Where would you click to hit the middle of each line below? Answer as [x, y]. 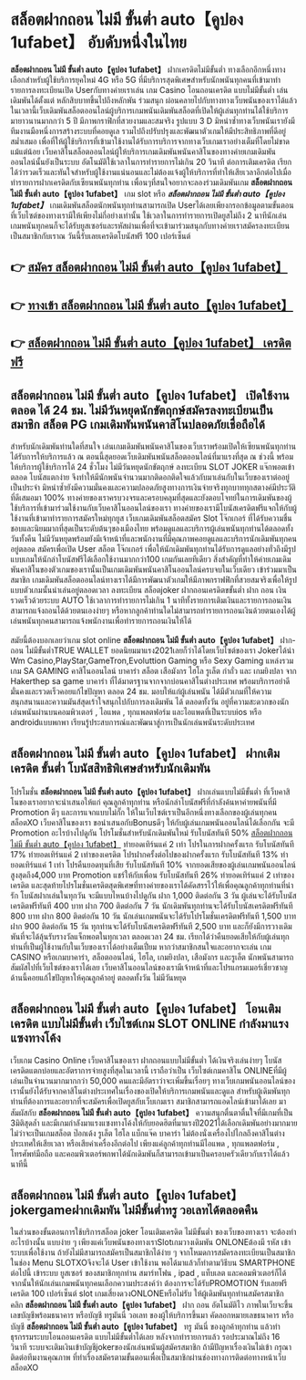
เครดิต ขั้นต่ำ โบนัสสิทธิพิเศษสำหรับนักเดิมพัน [111, 768]
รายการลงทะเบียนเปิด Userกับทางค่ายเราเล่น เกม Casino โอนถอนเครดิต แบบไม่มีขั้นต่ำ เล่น [149, 89]
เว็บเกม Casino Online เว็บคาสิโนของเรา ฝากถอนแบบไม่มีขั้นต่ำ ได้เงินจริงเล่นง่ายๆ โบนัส [146, 1060]
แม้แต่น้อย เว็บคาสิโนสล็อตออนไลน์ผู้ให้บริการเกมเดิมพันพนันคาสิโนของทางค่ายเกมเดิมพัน [143, 151]
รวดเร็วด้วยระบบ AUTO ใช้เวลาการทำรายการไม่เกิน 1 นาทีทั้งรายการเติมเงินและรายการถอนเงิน [151, 600]
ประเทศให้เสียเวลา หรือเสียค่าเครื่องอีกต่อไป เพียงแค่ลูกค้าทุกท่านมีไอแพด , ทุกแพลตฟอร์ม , [145, 1143]
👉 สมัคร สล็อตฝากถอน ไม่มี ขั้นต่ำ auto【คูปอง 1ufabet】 [149, 268]
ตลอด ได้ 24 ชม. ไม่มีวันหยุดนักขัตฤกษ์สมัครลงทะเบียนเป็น [142, 410]
